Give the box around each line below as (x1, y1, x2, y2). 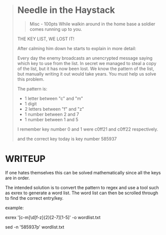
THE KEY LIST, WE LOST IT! (17, 36, 75, 42)
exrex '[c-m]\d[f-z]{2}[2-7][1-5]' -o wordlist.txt (5, 214, 101, 220)
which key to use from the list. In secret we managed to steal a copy (17, 60, 157, 66)
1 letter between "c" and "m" (24, 95, 83, 101)
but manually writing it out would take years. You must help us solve (17, 71, 157, 77)
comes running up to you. (29, 26, 82, 32)
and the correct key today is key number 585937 (17, 136, 117, 142)
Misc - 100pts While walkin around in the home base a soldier (29, 21, 156, 27)
